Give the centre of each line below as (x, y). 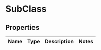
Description (59, 42)
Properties (22, 28)
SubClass (26, 9)
